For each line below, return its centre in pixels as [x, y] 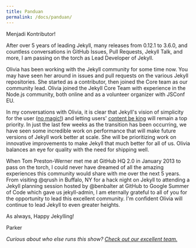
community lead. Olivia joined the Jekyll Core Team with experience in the [96, 88]
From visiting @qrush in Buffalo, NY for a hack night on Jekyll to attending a [98, 180]
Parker [14, 227]
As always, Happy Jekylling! [40, 216]
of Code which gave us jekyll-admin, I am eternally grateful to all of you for [97, 192]
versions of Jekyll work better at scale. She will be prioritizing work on [91, 137]
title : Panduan [25, 11]
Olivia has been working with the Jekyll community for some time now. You [97, 69]
